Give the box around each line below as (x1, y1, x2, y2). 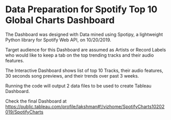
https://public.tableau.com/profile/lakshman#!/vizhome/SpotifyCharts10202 (5, 103, 165, 109)
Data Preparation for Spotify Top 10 (5, 4, 158, 15)
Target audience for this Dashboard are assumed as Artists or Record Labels (5, 46, 166, 53)
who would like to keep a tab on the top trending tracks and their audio (5, 52, 154, 58)
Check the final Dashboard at (5, 98, 67, 104)
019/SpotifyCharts (5, 109, 43, 115)
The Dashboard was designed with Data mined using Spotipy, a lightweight (5, 31, 163, 37)
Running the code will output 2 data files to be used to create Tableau (5, 83, 152, 89)
